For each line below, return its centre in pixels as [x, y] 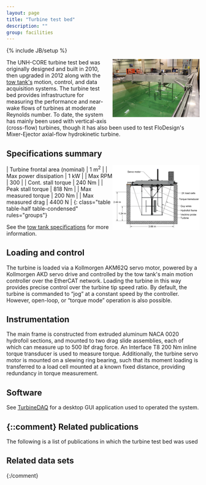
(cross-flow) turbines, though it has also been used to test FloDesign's [95, 128]
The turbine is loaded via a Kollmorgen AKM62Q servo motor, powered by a [102, 268]
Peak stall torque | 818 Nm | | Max [49, 189]
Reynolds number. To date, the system [55, 115]
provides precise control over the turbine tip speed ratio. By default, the [97, 287]
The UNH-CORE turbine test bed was [53, 63]
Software [24, 393]
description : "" [27, 26]
